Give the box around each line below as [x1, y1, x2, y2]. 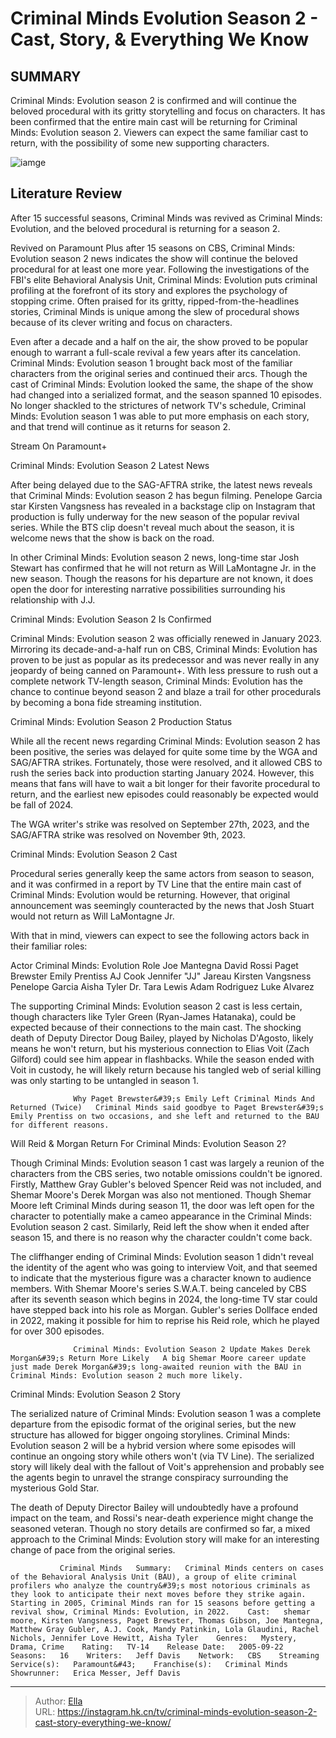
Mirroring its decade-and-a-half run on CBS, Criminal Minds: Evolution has [10, 643, 318, 655]
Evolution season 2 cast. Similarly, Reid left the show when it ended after [10, 1220, 310, 1232]
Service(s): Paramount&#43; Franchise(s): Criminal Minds [10, 1659, 288, 1669]
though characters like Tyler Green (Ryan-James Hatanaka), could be [10, 1010, 297, 1022]
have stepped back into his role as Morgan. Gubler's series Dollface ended [10, 1303, 318, 1316]
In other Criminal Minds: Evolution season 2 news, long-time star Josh [10, 551, 300, 563]
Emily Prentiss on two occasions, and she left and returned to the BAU [10, 1111, 320, 1121]
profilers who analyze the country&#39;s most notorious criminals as [10, 1580, 311, 1591]
